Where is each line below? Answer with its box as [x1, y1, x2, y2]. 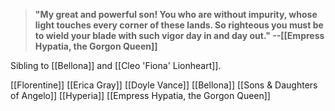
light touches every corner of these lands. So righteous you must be [34, 19, 324, 31]
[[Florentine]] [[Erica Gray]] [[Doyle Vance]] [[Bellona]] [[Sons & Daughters [10, 79, 318, 91]
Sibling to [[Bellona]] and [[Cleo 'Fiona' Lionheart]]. [10, 60, 222, 71]
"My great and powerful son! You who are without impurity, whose [34, 9, 318, 20]
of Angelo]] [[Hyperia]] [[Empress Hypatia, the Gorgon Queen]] [10, 90, 271, 101]
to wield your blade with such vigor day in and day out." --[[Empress [34, 30, 325, 41]
